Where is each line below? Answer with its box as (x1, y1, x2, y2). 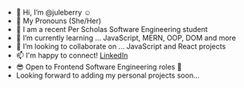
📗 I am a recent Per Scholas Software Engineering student (15, 25, 209, 34)
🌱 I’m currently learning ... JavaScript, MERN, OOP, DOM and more (15, 33, 237, 42)
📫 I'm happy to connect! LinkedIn (15, 50, 128, 60)
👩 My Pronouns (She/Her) (15, 16, 102, 26)
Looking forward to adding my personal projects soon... (15, 70, 200, 80)
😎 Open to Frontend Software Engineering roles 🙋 (15, 62, 182, 71)
